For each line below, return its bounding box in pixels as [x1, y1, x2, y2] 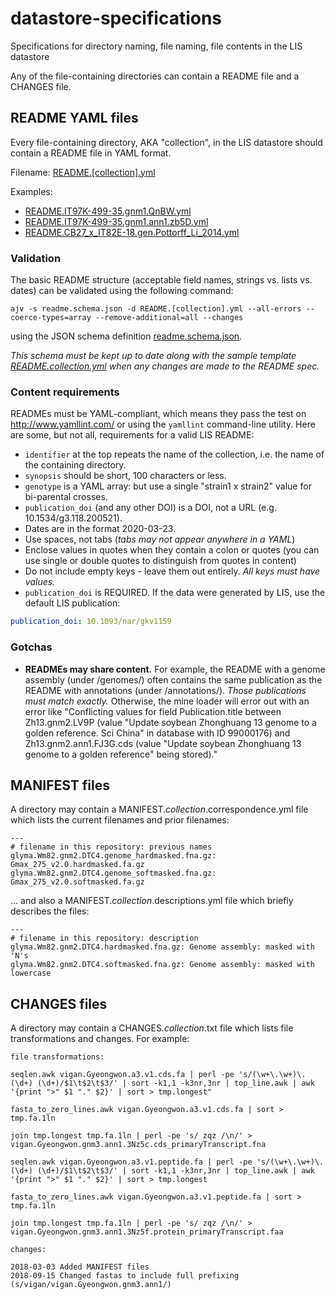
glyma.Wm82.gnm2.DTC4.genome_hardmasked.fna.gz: [10, 851, 217, 861]
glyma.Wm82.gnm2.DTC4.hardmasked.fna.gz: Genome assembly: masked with [10, 942, 315, 952]
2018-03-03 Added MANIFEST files [10, 1262, 150, 1272]
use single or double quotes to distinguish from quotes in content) [24, 555, 297, 567]
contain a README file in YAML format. [10, 147, 172, 159]
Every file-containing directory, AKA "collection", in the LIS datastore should [10, 136, 323, 148]
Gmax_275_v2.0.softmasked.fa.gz [10, 877, 145, 887]
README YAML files [10, 110, 139, 127]
